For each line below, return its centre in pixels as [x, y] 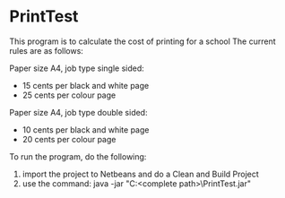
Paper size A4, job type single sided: [77, 68]
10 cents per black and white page [86, 129]
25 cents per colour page [69, 95]
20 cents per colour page [69, 139]
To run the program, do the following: [78, 156]
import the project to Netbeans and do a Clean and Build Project [141, 174]
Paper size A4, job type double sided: [78, 112]
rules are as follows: [46, 50]
